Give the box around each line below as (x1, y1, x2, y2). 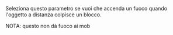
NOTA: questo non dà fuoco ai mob (5, 23, 91, 29)
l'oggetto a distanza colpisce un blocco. (5, 11, 102, 18)
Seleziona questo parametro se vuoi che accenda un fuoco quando (5, 5, 168, 12)
